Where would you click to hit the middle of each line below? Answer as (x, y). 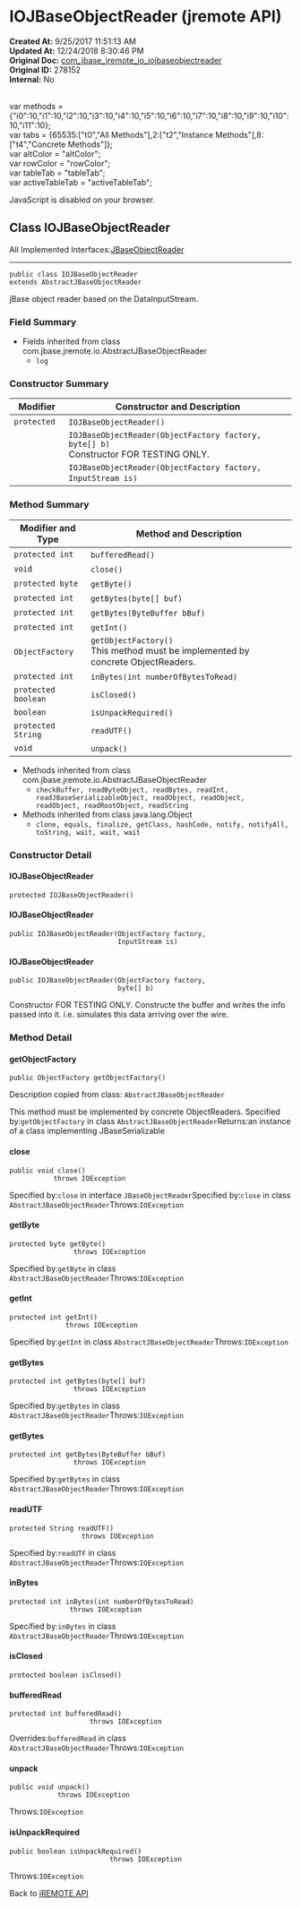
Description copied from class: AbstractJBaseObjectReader (117, 1095)
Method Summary (49, 505)
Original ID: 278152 (45, 70)
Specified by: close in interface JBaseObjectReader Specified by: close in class (150, 1195)
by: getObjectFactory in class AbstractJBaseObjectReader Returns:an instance (150, 1121)
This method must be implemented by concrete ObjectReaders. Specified (145, 1112)
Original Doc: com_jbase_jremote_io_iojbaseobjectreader (116, 60)
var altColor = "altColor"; (55, 153)
